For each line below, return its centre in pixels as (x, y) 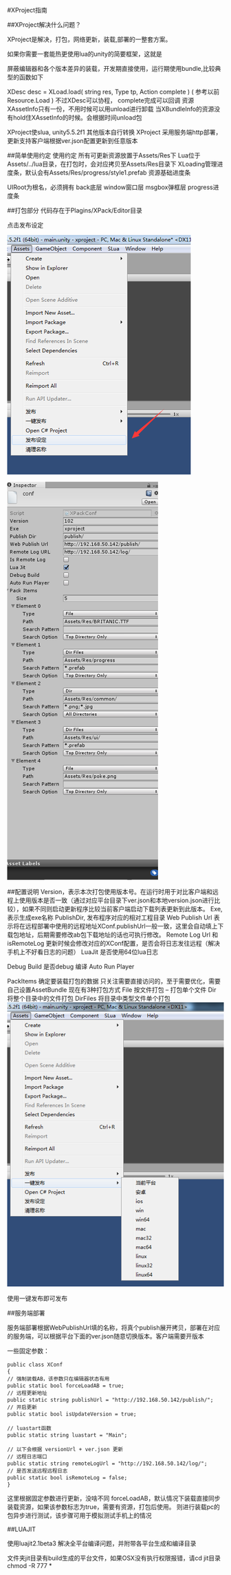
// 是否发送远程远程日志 (37, 1471)
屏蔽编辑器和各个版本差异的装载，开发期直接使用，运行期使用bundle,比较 (111, 68)
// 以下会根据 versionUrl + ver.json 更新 (65, 1450)
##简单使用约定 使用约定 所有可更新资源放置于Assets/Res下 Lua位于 (104, 155)
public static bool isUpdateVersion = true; (72, 1414)
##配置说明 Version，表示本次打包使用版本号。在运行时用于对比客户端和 (110, 892)
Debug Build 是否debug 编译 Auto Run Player (71, 966)
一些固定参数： (28, 1351)
